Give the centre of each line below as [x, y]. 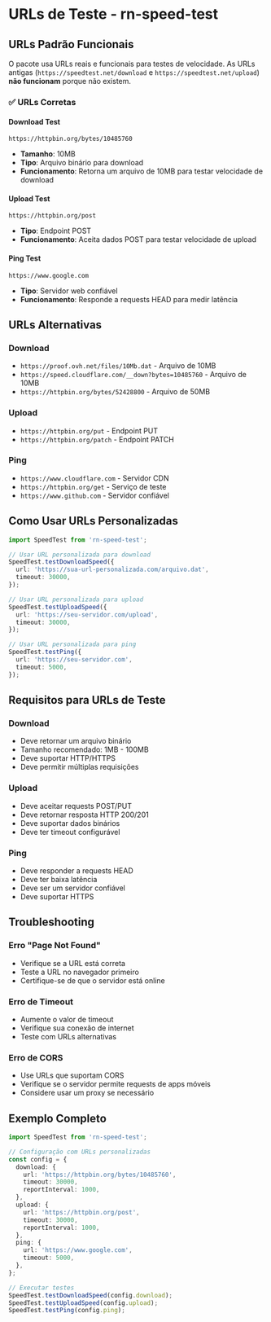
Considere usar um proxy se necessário [87, 1093]
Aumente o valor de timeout [67, 1019]
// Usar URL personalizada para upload [76, 600]
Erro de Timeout [41, 1001]
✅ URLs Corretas [42, 102]
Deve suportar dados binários [70, 823]
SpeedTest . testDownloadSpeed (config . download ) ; [91, 1295]
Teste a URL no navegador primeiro [80, 972]
